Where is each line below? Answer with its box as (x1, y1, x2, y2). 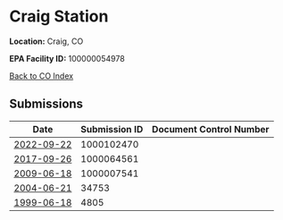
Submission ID (79, 123, 144, 135)
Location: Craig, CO (9, 36, 84, 47)
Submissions (9, 97, 83, 112)
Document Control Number (151, 123, 270, 135)
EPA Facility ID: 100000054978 (9, 53, 125, 63)
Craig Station (9, 6, 109, 27)
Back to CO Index (9, 70, 74, 81)
